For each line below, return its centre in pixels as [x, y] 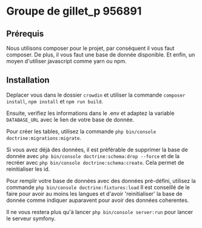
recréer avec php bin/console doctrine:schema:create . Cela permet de [95, 162]
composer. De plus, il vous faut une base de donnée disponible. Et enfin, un [101, 55]
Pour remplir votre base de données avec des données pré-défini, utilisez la [101, 181]
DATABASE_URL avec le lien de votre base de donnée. [70, 119]
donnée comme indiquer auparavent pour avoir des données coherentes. [98, 200]
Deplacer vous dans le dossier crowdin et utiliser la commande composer [96, 95]
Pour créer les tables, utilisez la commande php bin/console [81, 131]
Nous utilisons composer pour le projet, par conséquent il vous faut [90, 48]
